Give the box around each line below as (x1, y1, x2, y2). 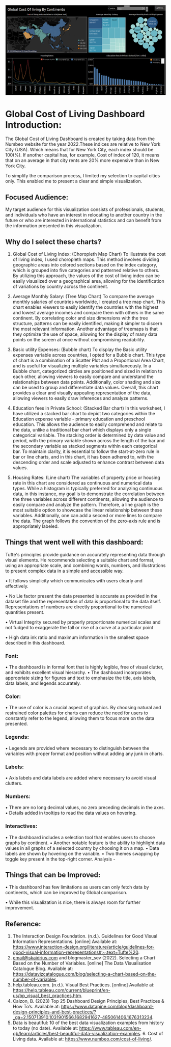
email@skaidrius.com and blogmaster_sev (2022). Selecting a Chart (12, 955, 156, 961)
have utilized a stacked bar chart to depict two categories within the (12, 411, 155, 417)
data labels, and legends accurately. (5, 680, 81, 686)
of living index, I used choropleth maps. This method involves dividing (12, 256, 159, 262)
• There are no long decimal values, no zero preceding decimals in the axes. (5, 804, 165, 811)
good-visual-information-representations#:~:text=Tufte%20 (12, 949, 138, 955)
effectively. (5, 583, 29, 589)
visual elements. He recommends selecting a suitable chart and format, (5, 557, 155, 563)
